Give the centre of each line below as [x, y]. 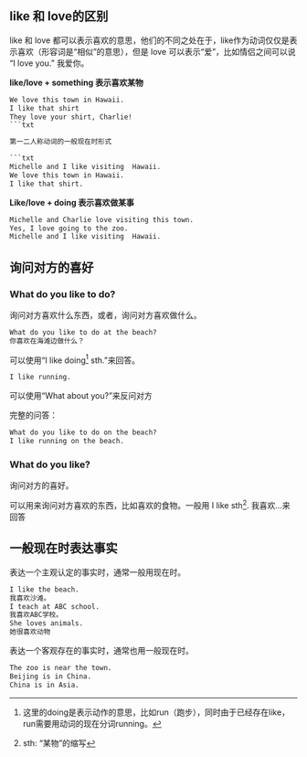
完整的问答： [33, 415]
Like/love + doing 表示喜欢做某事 [72, 202]
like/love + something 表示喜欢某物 [77, 82]
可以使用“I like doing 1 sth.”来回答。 [74, 359]
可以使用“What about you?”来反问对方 [81, 396]
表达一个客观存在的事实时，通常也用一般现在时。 [101, 651]
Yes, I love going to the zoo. [69, 228]
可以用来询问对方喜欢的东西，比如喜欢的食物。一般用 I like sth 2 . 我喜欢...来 [150, 504]
